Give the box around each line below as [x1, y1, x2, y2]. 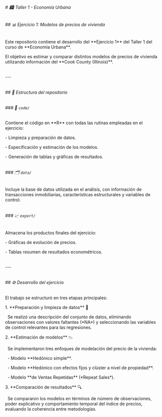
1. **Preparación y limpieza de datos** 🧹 [5, 304, 89, 310]
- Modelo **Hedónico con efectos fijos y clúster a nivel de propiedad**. [7, 365, 154, 371]
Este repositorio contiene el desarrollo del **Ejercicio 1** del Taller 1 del [5, 38, 153, 44]
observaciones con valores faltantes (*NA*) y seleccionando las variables [5, 319, 156, 325]
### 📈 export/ [5, 212, 36, 219]
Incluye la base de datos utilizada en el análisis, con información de [5, 186, 142, 192]
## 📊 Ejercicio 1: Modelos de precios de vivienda [5, 22, 105, 28]
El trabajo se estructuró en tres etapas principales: [5, 295, 107, 301]
